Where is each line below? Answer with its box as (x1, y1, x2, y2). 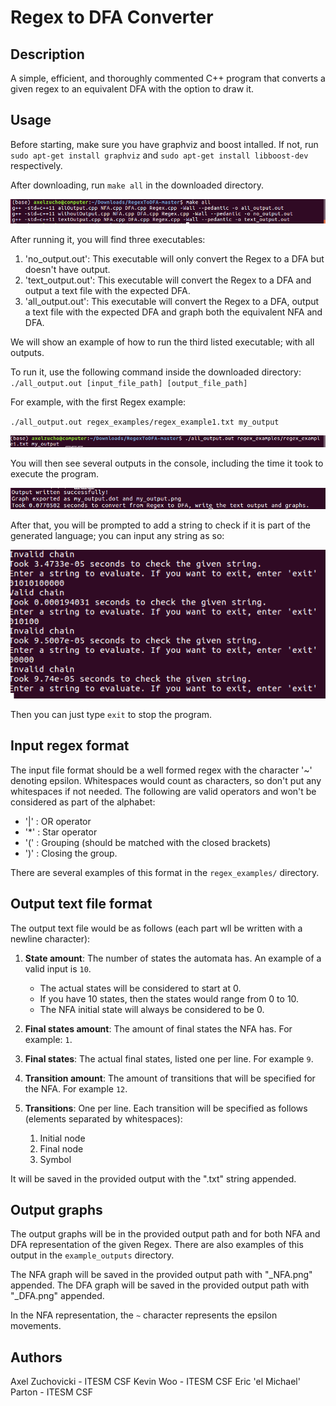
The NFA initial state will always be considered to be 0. (39, 1003, 265, 1015)
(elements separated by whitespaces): (24, 1112, 183, 1125)
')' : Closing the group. (24, 847, 118, 859)
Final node (39, 1142, 84, 1155)
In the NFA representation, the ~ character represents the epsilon (10, 1309, 278, 1321)
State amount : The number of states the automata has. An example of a (24, 952, 322, 964)
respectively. (10, 159, 63, 171)
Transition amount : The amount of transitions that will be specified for (24, 1072, 316, 1084)
